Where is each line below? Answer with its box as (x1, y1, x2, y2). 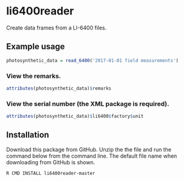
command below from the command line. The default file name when (6, 152, 177, 159)
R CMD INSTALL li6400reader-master (6, 170, 96, 176)
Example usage (6, 41, 65, 52)
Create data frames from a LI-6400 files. (6, 24, 107, 31)
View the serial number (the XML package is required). (6, 99, 170, 108)
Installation (6, 130, 49, 140)
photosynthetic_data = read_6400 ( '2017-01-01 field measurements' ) (6, 57, 179, 64)
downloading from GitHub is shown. (6, 158, 95, 166)
